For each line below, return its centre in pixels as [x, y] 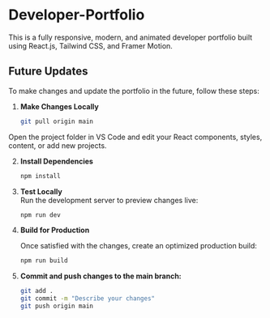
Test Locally [41, 191]
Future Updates [48, 72]
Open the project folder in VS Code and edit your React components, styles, [135, 137]
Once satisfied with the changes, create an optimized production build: [139, 246]
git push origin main [56, 306]
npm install [40, 176]
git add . [37, 291]
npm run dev [40, 215]
